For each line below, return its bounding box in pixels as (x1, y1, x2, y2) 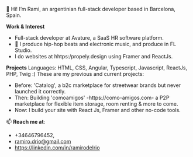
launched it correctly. (14, 88, 66, 95)
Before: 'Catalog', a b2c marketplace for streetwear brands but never (14, 82, 181, 89)
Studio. (14, 47, 32, 54)
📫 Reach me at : (6, 118, 46, 125)
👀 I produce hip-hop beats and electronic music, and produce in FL (14, 41, 177, 47)
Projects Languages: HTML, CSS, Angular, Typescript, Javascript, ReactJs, (6, 64, 188, 71)
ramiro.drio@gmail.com (14, 138, 71, 145)
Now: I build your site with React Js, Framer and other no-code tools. (14, 107, 181, 113)
